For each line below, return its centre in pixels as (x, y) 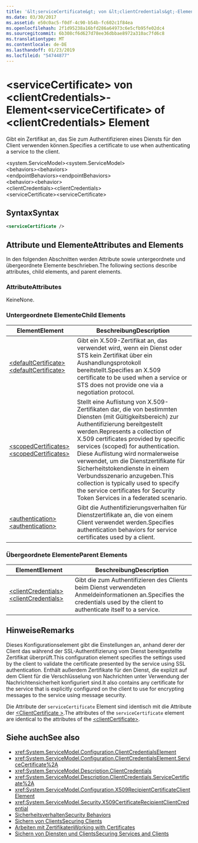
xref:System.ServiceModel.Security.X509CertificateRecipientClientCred (102, 802)
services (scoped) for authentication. (128, 446)
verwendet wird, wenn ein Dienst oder (130, 348)
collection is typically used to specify (128, 483)
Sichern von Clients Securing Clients (58, 821)
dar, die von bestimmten (144, 409)
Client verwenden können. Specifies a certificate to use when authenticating (98, 145)
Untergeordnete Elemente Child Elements (66, 315)
